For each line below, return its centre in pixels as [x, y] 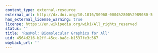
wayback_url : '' [22, 43]
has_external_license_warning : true [44, 19]
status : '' [17, 29]
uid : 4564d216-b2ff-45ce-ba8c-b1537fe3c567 [52, 38]
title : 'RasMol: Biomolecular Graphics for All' [57, 33]
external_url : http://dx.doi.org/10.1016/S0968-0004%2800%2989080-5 [79, 15]
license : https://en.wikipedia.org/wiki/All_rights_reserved [71, 24]
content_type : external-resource [41, 10]
